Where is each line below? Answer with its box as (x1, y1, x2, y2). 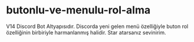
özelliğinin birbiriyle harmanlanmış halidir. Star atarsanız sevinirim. (6, 29, 166, 36)
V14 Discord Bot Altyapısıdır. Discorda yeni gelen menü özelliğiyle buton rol (6, 23, 189, 30)
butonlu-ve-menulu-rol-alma (6, 3, 151, 17)
